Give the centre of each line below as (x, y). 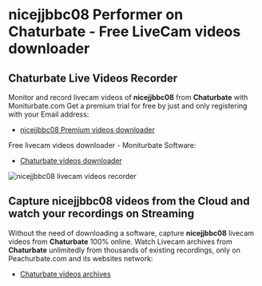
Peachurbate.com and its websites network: (81, 258)
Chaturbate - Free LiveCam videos (125, 32)
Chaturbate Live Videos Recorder (93, 78)
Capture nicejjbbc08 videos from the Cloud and (129, 201)
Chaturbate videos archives (65, 274)
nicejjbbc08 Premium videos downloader (87, 130)
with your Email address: (49, 114)
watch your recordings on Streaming (101, 214)
